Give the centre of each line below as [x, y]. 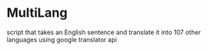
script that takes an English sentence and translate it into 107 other [104, 32]
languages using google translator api [62, 39]
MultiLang [37, 13]
